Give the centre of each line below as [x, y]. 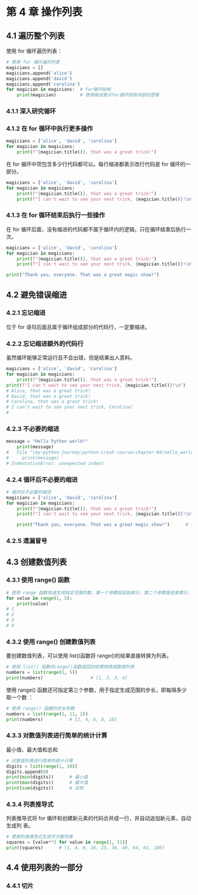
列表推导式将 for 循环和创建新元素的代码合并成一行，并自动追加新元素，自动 [99, 818]
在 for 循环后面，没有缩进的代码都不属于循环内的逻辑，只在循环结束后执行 [96, 229]
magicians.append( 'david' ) [39, 78]
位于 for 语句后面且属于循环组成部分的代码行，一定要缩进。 [78, 327]
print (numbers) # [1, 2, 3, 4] [67, 678]
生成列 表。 [20, 825]
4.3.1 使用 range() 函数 [38, 580]
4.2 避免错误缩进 [37, 295]
